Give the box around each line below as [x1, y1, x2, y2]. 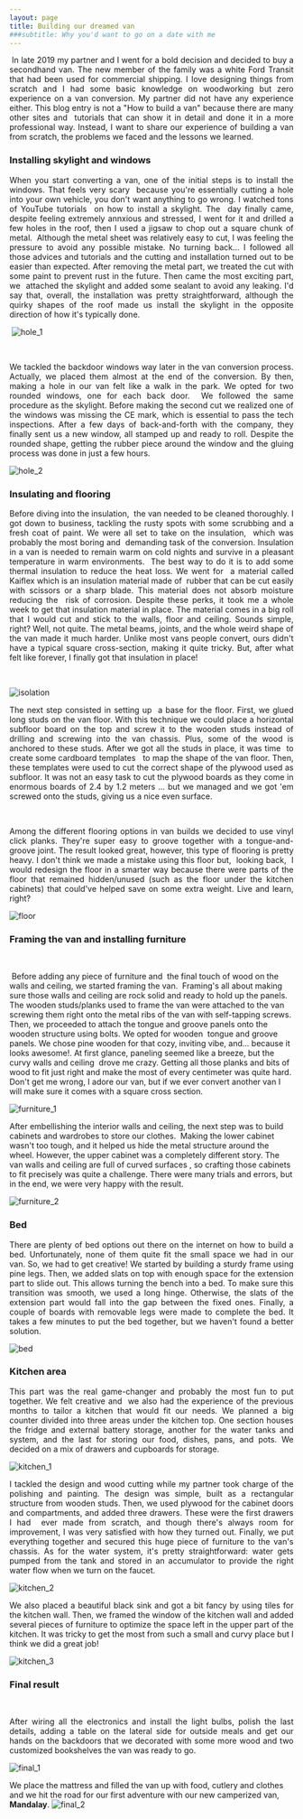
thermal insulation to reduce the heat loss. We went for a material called [9, 565, 294, 576]
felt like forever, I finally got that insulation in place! [9, 652, 198, 663]
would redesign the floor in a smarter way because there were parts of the [9, 864, 294, 875]
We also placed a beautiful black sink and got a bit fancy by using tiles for [9, 1600, 294, 1610]
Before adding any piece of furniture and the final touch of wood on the [11, 971, 280, 982]
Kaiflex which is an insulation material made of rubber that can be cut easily [9, 575, 294, 586]
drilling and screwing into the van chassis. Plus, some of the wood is [9, 733, 294, 744]
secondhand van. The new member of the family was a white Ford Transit [9, 64, 294, 75]
